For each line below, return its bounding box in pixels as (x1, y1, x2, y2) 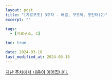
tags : (5, 26, 17, 31)
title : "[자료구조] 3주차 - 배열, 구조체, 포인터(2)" (5, 12, 108, 17)
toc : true (5, 41, 27, 46)
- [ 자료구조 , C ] (10, 31, 41, 36)
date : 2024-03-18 (5, 50, 43, 55)
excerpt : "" (5, 17, 31, 22)
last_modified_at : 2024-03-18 (5, 54, 70, 59)
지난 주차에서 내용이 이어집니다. (5, 69, 69, 75)
